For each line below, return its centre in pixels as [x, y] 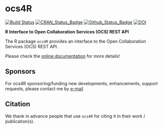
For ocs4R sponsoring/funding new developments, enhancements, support [81, 83]
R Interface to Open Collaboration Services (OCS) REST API [67, 32]
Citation [18, 104]
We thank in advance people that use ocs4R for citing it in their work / [75, 116]
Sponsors [20, 72]
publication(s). [20, 121]
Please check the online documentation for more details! [62, 56]
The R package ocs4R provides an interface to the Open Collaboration [76, 41]
